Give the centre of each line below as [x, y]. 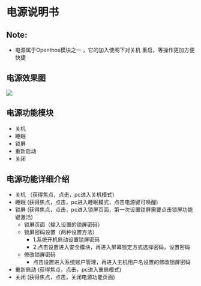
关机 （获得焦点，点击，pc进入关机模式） [66, 195]
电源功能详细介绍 [38, 180]
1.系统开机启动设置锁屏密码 [66, 240]
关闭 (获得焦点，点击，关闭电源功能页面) [65, 277]
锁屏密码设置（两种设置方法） [61, 232]
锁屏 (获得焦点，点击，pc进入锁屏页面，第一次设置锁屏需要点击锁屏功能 [104, 210]
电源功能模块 [30, 113]
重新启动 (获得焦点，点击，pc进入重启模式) [68, 270]
